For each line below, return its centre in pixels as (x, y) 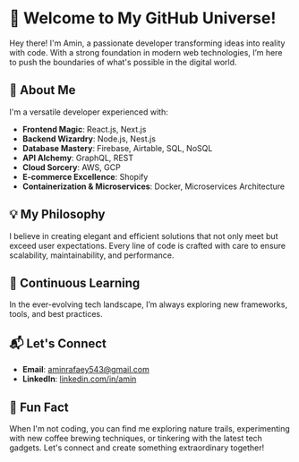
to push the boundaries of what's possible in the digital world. (123, 62)
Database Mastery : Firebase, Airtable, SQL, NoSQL (117, 148)
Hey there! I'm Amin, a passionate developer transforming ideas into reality (147, 43)
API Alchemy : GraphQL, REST (78, 158)
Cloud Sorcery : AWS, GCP (71, 167)
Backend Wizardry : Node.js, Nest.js (89, 139)
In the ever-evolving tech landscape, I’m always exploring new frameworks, (149, 304)
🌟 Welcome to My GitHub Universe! (143, 18)
